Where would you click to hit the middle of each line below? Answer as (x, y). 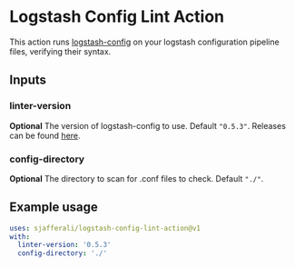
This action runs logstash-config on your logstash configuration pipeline (144, 42)
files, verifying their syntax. (60, 51)
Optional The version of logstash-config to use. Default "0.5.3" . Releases (147, 125)
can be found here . (45, 135)
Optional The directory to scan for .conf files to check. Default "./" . (137, 178)
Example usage (54, 208)
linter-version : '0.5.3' (64, 245)
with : (20, 237)
